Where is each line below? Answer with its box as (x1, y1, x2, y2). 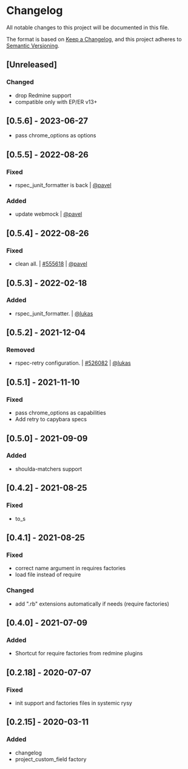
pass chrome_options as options (15, 132, 96, 139)
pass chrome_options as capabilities (15, 409, 106, 416)
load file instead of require (15, 571, 81, 578)
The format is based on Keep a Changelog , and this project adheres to (6, 35, 182, 43)
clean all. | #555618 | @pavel (15, 260, 88, 267)
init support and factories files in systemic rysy (15, 699, 132, 706)
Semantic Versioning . (6, 42, 59, 49)
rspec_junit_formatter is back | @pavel (15, 182, 112, 189)
